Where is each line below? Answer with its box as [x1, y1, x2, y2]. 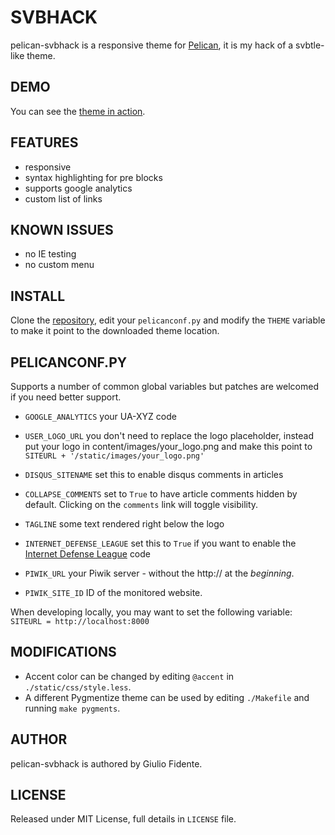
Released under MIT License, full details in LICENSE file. [10, 813, 237, 825]
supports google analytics [24, 182, 133, 194]
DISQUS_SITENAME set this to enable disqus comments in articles [24, 469, 284, 480]
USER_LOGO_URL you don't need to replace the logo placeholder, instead [24, 430, 315, 441]
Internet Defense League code [24, 548, 152, 560]
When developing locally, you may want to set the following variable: [10, 606, 293, 618]
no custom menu [24, 259, 95, 271]
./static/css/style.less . [24, 681, 132, 693]
